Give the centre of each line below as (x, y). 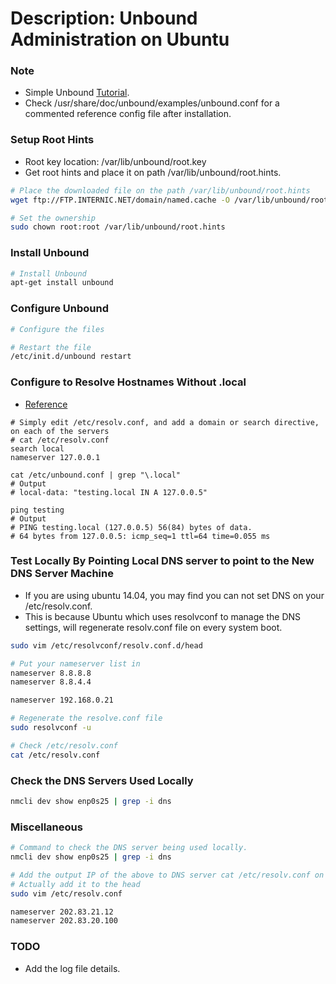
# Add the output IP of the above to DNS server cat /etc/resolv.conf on (167, 875)
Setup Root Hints (52, 140)
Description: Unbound (104, 18)
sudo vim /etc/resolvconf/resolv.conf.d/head (106, 645)
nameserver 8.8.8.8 (51, 673)
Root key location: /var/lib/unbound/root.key (115, 161)
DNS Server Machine (62, 574)
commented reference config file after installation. (128, 114)
